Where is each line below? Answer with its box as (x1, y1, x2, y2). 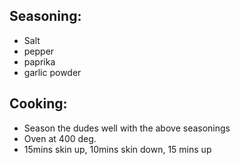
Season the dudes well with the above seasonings (23, 122, 231, 134)
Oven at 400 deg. (23, 132, 97, 144)
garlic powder (23, 66, 82, 78)
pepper (23, 45, 55, 57)
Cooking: (9, 95, 68, 113)
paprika (23, 55, 56, 68)
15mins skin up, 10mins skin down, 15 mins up (23, 143, 212, 155)
